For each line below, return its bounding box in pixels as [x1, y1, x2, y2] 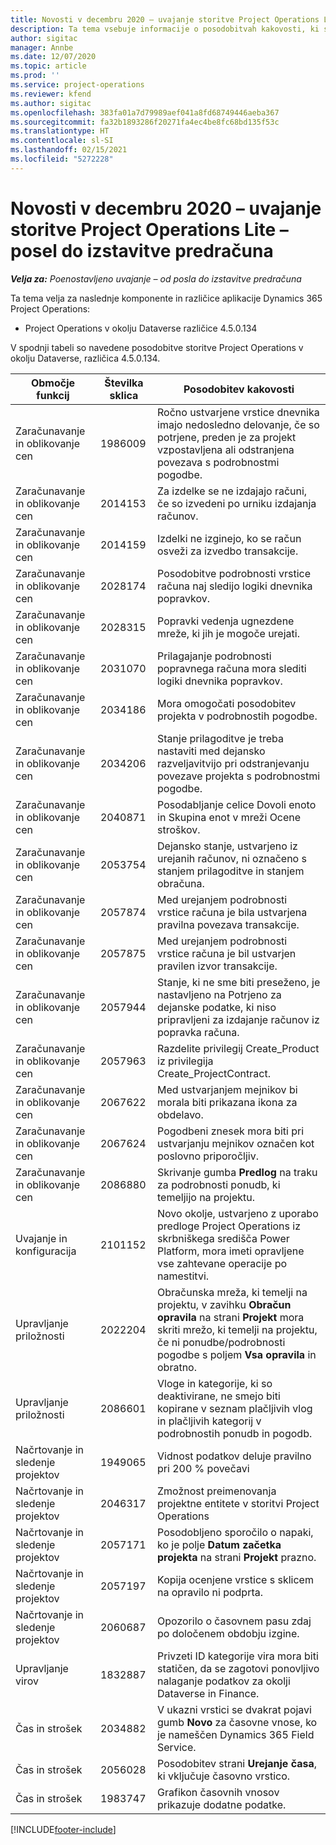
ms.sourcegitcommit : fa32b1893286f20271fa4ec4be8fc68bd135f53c [10, 117, 280, 127]
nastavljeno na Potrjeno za [157, 987, 282, 1001]
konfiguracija [15, 1244, 77, 1258]
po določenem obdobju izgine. [157, 1626, 300, 1640]
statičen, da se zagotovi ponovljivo [157, 1661, 320, 1675]
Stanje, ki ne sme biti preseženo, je [157, 975, 321, 989]
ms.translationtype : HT [10, 126, 110, 136]
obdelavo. [157, 1107, 204, 1121]
